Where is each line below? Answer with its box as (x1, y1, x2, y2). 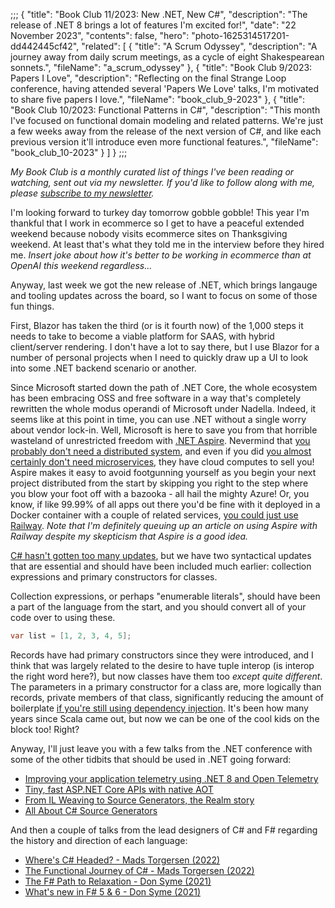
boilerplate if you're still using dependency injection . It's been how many (10, 702, 309, 714)
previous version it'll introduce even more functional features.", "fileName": (10, 136, 319, 148)
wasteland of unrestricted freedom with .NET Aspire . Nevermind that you (10, 435, 311, 446)
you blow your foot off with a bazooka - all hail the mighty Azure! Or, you (10, 488, 310, 499)
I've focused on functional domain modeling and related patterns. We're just (10, 115, 324, 126)
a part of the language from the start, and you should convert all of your (10, 601, 307, 613)
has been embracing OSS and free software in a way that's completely (10, 392, 302, 404)
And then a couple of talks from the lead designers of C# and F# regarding (10, 824, 318, 836)
